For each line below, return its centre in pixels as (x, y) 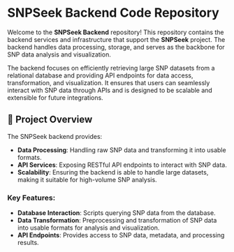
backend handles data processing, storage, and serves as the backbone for (116, 47)
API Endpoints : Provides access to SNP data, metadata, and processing (121, 235)
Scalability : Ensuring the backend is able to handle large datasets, (113, 172)
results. (28, 243)
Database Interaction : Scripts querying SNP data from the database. (116, 213)
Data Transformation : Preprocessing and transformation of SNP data (117, 221)
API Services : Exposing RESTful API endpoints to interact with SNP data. (122, 165)
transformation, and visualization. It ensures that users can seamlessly (109, 82)
